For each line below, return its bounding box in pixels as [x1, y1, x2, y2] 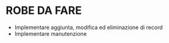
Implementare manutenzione [14, 30, 87, 37]
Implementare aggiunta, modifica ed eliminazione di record [14, 24, 163, 31]
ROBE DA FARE [5, 4, 82, 18]
